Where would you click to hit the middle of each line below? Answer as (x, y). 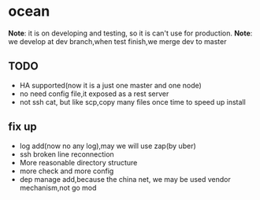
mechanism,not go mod (58, 187)
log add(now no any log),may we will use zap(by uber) (108, 146)
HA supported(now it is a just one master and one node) (111, 85)
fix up (22, 127)
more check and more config (67, 171)
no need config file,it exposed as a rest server (94, 94)
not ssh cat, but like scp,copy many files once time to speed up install (132, 102)
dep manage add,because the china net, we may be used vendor (125, 179)
